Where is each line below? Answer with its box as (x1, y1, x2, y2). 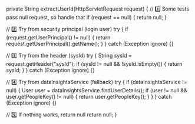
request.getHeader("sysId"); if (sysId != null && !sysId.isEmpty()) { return (6, 61, 183, 67)
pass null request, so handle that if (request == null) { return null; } (6, 14, 167, 21)
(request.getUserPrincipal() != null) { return (6, 34, 111, 41)
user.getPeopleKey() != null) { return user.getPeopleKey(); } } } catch (6, 93, 172, 100)
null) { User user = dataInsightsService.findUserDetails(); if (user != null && (6, 87, 187, 93)
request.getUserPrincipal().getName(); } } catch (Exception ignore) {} (6, 41, 174, 47)
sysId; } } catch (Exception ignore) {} (6, 67, 95, 73)
